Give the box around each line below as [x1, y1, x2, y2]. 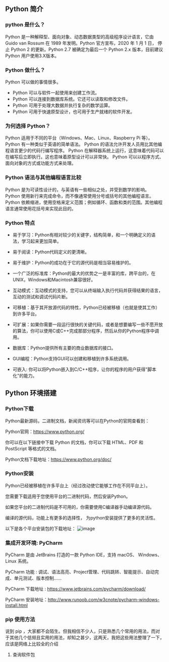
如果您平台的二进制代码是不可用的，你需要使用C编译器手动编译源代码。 [5, 504, 155, 510]
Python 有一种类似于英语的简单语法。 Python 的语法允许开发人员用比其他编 [5, 141, 162, 148]
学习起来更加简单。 [21, 238, 62, 244]
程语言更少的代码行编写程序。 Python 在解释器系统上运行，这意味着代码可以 [5, 148, 164, 154]
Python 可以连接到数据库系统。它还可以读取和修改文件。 [12, 96, 131, 102]
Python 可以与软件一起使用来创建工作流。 [12, 89, 100, 96]
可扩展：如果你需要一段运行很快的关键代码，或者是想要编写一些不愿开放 [12, 321, 163, 327]
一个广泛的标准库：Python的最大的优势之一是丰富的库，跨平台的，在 [12, 270, 156, 276]
